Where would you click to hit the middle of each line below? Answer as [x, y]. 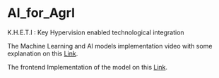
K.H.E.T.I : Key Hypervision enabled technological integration [96, 32]
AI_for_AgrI [41, 13]
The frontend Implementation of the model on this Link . [88, 67]
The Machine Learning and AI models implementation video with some [110, 46]
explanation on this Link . [43, 53]
